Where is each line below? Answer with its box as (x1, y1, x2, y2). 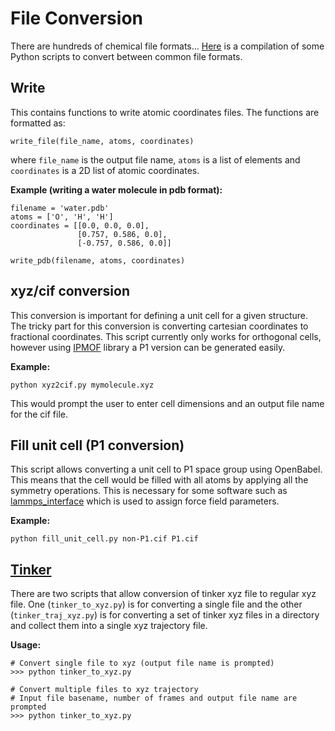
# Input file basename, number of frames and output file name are (10, 693, 298, 704)
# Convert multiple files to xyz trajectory (10, 685, 199, 695)
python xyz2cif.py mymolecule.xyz (10, 380, 155, 390)
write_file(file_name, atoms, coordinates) (10, 136, 195, 146)
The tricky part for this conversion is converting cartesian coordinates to (10, 320, 309, 332)
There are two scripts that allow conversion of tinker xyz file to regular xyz (10, 588, 317, 600)
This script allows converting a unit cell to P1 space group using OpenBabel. (10, 463, 323, 476)
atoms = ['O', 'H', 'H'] (10, 212, 114, 222)
